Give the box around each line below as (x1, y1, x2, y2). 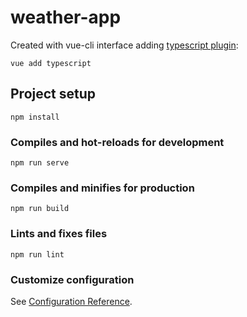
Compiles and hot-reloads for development (10, 135, 225, 149)
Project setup (10, 86, 97, 103)
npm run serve (10, 158, 70, 168)
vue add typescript (10, 58, 92, 68)
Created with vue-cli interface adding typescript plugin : (10, 39, 239, 51)
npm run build (10, 204, 70, 214)
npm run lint (10, 249, 65, 260)
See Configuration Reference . (10, 295, 133, 307)
